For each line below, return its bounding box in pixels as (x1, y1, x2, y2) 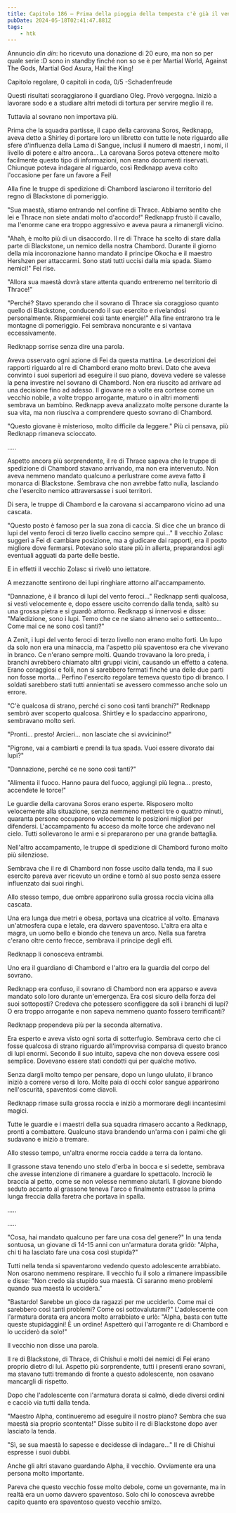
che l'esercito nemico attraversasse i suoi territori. (7, 487, 152, 495)
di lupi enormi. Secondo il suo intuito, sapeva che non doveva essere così (7, 1049, 220, 1058)
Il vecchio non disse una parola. (7, 1341, 100, 1350)
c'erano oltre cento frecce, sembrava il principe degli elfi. (7, 936, 173, 945)
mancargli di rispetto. (7, 1377, 69, 1386)
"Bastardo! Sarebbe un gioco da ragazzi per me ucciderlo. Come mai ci (7, 1298, 214, 1306)
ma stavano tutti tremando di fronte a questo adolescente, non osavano (7, 1370, 214, 1379)
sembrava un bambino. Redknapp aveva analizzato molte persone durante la (7, 401, 229, 409)
